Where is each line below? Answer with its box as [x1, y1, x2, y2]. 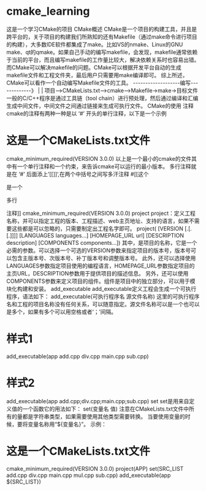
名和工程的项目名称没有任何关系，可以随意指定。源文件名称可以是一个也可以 [6, 300, 200, 307]
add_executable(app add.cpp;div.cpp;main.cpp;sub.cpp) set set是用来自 [6, 397, 189, 404]
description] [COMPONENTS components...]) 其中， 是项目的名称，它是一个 [6, 239, 197, 246]
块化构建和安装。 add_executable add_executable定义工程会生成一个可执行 [6, 285, 197, 292]
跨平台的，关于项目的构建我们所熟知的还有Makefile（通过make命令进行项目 [6, 33, 197, 41]
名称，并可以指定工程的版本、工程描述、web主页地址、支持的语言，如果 [6, 217, 189, 225]
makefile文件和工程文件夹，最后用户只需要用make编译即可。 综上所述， [6, 71, 188, 79]
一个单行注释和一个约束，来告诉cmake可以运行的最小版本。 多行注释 [17, 163, 191, 170]
